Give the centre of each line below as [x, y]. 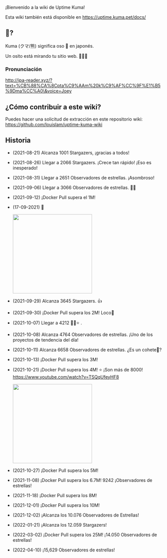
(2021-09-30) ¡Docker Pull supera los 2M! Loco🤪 [64, 312]
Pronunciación [24, 69]
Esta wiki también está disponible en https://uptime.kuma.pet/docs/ [76, 17]
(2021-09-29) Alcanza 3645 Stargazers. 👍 [57, 301]
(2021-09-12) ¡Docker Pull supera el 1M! [54, 197]
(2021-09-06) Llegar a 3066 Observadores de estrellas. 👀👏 [74, 188]
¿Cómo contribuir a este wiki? [53, 107]
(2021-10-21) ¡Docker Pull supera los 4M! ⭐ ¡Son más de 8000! [78, 369]
